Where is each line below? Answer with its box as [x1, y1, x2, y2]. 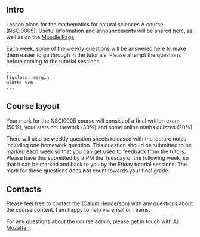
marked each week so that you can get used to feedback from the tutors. [6, 148, 186, 155]
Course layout [6, 101, 60, 111]
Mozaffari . [6, 224, 32, 232]
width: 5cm [6, 80, 33, 86]
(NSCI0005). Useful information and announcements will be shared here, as [6, 27, 193, 34]
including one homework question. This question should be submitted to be [6, 141, 192, 148]
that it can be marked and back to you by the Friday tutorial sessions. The [6, 160, 187, 168]
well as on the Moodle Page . [6, 33, 76, 41]
